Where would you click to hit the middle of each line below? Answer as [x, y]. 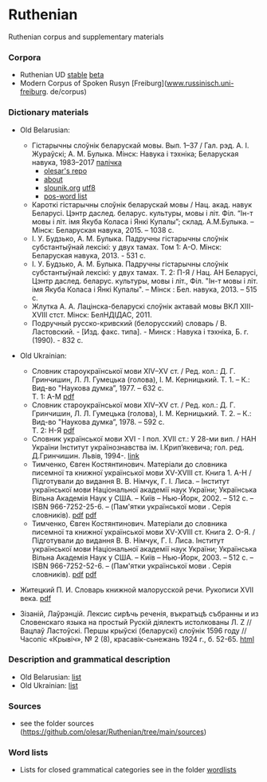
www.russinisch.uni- [200, 83]
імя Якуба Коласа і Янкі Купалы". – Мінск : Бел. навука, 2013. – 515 [144, 289]
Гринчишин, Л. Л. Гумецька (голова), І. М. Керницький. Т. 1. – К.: [141, 379]
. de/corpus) [67, 92]
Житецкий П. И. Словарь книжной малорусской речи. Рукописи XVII [137, 589]
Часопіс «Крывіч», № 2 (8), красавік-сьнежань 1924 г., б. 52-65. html [137, 639]
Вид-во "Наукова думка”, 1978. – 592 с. [98, 422]
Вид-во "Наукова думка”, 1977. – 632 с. [98, 387]
